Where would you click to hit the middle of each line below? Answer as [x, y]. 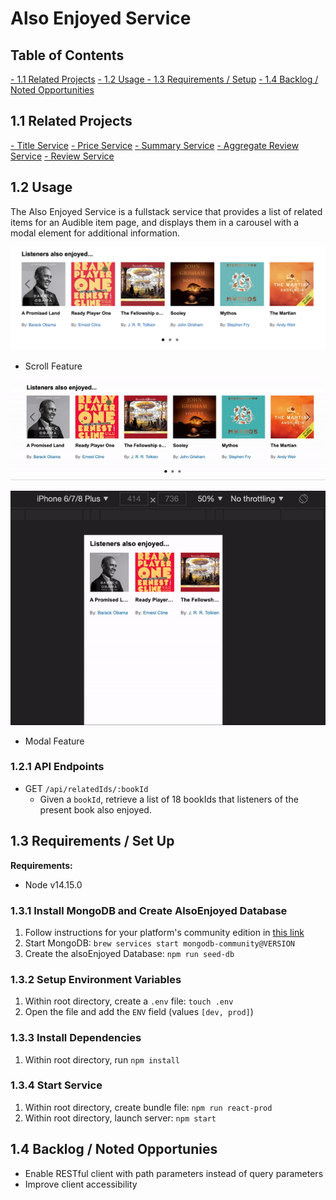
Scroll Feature [53, 366]
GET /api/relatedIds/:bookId [86, 788]
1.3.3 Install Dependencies [76, 1038]
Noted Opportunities [52, 90]
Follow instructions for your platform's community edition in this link [164, 932]
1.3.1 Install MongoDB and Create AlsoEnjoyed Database [149, 910]
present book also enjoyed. [95, 809]
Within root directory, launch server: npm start [120, 1118]
